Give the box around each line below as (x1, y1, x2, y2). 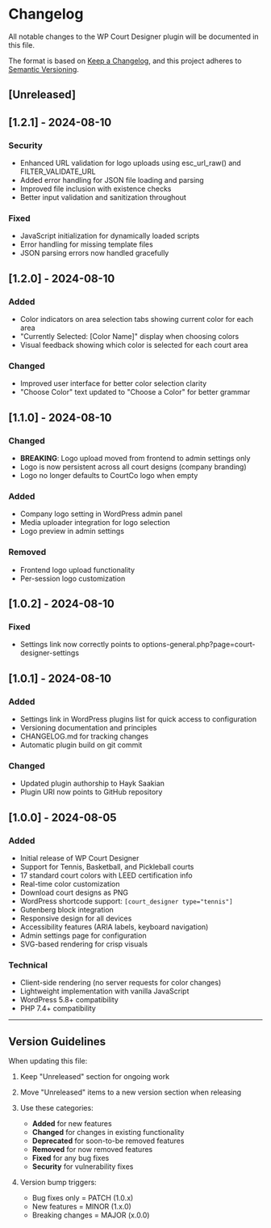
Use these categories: (19, 1103, 94, 1113)
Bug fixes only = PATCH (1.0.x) (31, 1193, 134, 1203)
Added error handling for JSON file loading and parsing (19, 176, 204, 185)
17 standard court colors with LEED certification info (19, 870, 193, 880)
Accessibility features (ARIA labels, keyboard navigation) (19, 921, 209, 931)
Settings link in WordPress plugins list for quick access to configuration (19, 714, 257, 724)
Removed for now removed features (31, 1145, 153, 1154)
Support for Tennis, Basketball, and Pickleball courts (19, 862, 194, 871)
